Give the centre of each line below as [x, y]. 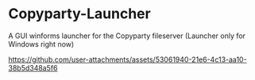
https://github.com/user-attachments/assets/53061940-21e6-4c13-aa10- [128, 59]
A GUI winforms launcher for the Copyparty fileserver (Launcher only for [127, 36]
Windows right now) [41, 44]
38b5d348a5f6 [33, 67]
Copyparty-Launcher [79, 14]
